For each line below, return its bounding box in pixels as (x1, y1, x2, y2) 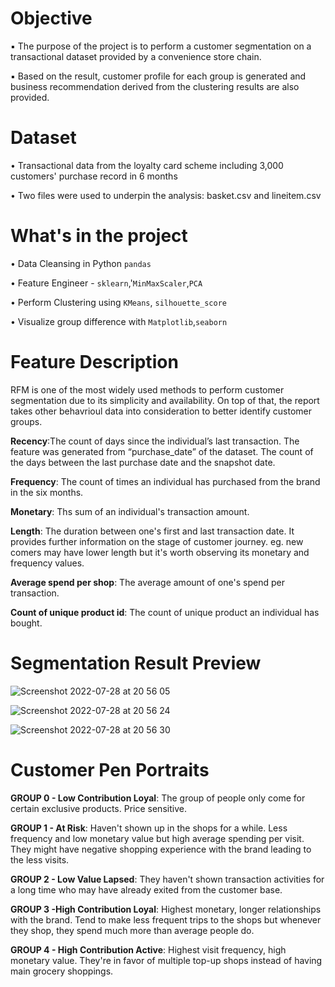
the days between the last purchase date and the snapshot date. (10, 456, 276, 468)
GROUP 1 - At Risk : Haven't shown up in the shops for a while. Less (10, 822, 288, 834)
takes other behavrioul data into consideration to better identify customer (10, 405, 312, 417)
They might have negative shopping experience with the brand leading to (10, 843, 312, 855)
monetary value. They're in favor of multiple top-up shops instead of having (10, 954, 323, 966)
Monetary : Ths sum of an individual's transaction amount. (10, 505, 250, 517)
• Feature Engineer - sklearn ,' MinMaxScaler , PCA (10, 277, 203, 289)
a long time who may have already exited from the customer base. (10, 883, 283, 896)
